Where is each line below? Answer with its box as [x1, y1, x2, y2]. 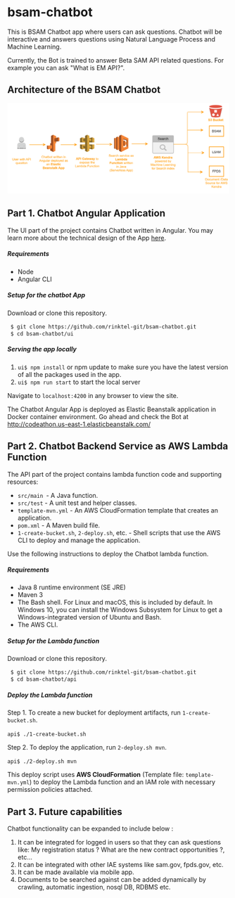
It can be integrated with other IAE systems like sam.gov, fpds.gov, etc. [17, 861, 224, 869]
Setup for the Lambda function [7, 637, 100, 646]
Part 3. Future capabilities [7, 806, 122, 818]
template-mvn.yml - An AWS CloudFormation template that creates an [17, 506, 218, 514]
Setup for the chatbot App [7, 291, 86, 300]
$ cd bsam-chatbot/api [10, 676, 77, 683]
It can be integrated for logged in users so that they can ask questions [17, 838, 222, 847]
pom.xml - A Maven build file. [17, 521, 101, 530]
